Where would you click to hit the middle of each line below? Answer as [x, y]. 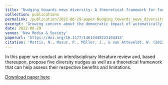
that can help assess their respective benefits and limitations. [68, 67]
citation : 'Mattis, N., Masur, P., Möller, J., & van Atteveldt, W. [78, 42]
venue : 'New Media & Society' [37, 33]
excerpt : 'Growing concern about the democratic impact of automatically [84, 24]
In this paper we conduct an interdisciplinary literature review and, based [80, 56]
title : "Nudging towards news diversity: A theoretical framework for [80, 10]
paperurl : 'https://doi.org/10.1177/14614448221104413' [64, 38]
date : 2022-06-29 [23, 28]
